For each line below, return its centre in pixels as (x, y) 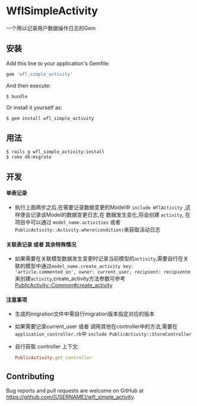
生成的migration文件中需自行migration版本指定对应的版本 (85, 314)
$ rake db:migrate (29, 157)
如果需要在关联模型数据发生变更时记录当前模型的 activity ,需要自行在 (99, 259)
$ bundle (17, 96)
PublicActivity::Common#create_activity (63, 286)
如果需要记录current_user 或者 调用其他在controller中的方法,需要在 (96, 326)
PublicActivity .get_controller (53, 358)
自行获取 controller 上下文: (47, 347)
